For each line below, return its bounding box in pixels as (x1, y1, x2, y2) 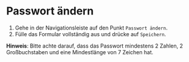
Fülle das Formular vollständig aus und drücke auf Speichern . (14, 30, 167, 37)
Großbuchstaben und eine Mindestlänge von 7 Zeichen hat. (6, 48, 153, 55)
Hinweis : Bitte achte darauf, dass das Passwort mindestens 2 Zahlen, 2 (6, 42, 184, 49)
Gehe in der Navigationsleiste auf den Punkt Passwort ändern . (14, 24, 168, 31)
